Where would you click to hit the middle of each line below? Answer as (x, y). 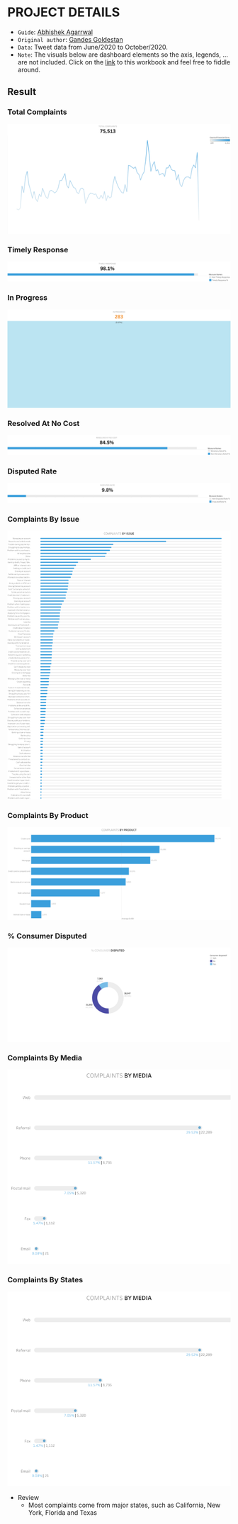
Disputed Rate (32, 471)
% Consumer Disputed (47, 936)
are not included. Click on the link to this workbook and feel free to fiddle (124, 62)
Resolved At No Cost (44, 424)
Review (28, 1498)
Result (22, 92)
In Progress (28, 298)
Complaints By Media (45, 1058)
